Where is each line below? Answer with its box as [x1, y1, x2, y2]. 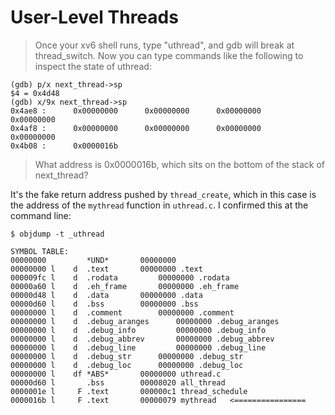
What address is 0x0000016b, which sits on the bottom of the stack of [34, 158, 326, 170]
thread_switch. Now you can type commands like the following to [34, 49, 304, 61]
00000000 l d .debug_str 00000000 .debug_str [10, 351, 244, 361]
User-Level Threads [10, 6, 179, 29]
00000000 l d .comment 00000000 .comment [10, 307, 235, 318]
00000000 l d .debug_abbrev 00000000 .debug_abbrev [10, 334, 275, 344]
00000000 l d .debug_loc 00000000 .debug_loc [10, 360, 244, 370]
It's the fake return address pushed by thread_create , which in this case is [10, 188, 317, 200]
